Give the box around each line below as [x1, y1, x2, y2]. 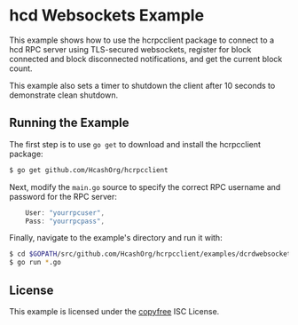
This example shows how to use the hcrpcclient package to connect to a [9, 35, 275, 45]
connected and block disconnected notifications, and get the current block [9, 53, 283, 64]
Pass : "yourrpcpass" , [25, 217, 105, 226]
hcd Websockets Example [9, 5, 205, 26]
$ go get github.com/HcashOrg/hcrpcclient [9, 165, 169, 174]
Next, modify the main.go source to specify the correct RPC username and [9, 181, 281, 192]
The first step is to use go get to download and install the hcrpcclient [9, 139, 262, 149]
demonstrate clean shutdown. [9, 90, 118, 100]
